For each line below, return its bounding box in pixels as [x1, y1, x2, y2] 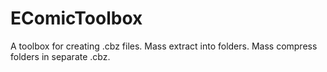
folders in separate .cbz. [10, 50, 111, 62]
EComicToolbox [10, 7, 143, 30]
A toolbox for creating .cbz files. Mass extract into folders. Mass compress [10, 40, 318, 52]
